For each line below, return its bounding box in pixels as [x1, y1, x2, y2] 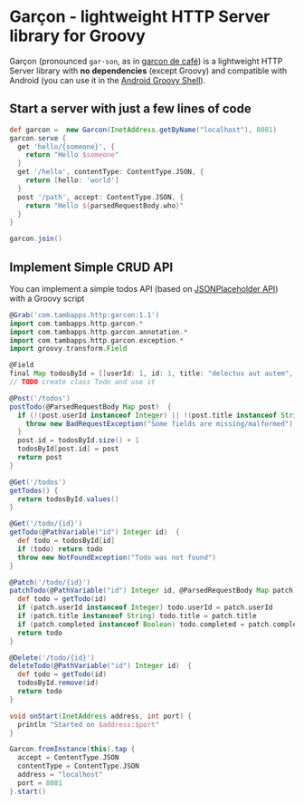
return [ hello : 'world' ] [25, 176, 119, 185]
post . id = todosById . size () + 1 [17, 436, 140, 445]
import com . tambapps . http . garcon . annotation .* [9, 327, 188, 336]
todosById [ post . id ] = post [17, 444, 119, 454]
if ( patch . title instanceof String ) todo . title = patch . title [17, 612, 257, 621]
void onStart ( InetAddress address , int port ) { [9, 712, 193, 721]
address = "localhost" [17, 770, 103, 780]
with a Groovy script [9, 293, 85, 304]
